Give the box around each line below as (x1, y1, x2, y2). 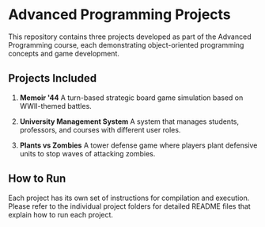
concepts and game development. (8, 48, 120, 58)
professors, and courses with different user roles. (19, 125, 181, 134)
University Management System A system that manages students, (19, 117, 240, 126)
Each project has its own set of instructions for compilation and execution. (8, 193, 250, 202)
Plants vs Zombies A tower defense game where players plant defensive (19, 140, 258, 150)
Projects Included (8, 71, 97, 85)
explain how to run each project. (8, 210, 113, 219)
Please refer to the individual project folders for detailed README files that (8, 201, 251, 211)
